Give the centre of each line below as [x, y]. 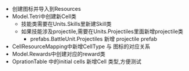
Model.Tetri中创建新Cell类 [44, 16]
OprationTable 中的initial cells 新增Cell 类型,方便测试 [77, 61]
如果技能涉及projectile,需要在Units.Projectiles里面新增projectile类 [102, 31]
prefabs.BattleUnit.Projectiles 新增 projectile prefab [94, 39]
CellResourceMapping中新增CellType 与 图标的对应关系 [81, 46]
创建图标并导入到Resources [46, 9]
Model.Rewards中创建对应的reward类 [59, 54]
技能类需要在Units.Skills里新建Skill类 [66, 24]
